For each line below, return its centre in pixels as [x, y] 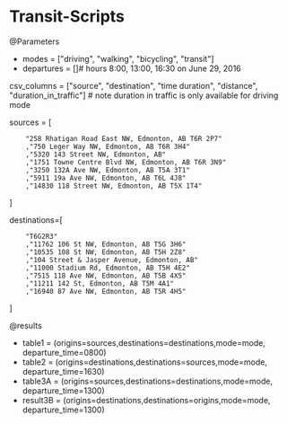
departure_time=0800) [64, 352]
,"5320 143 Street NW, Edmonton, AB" [96, 155]
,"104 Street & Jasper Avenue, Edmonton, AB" [112, 260]
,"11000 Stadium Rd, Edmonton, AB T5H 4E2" [108, 268]
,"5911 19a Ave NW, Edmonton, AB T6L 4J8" [106, 178]
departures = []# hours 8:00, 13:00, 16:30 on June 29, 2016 [132, 68]
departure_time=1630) [63, 371]
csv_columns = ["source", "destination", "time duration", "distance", [134, 85]
